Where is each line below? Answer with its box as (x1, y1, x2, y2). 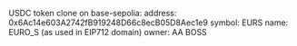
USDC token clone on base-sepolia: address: (8, 8, 177, 18)
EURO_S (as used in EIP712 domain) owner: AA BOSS (8, 27, 208, 37)
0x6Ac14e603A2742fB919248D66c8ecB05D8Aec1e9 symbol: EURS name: (8, 17, 289, 28)
